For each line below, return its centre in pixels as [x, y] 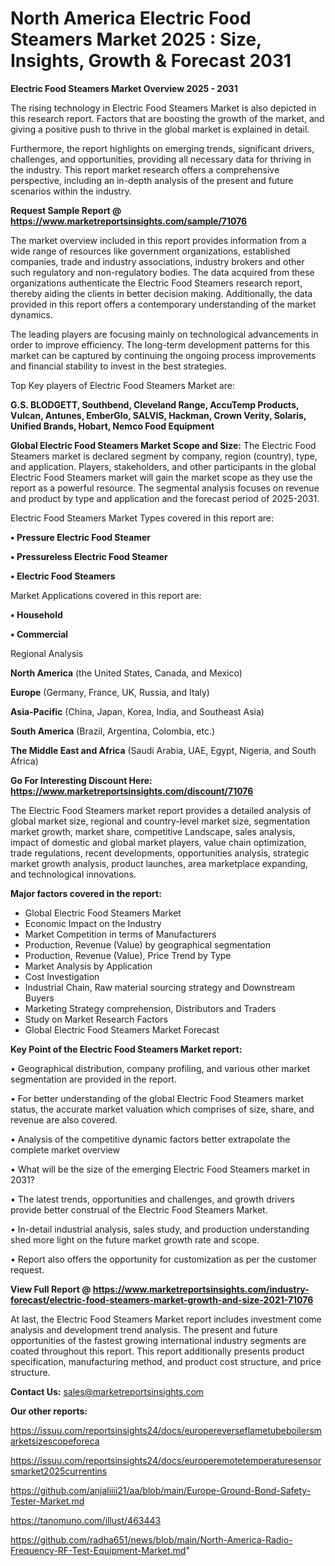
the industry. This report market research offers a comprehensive [145, 169]
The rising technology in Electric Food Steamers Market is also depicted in [163, 108]
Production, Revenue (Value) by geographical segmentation [148, 944]
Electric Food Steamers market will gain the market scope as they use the [161, 477]
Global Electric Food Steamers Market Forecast [122, 1029]
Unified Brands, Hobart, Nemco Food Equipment [112, 426]
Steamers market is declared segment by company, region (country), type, [164, 456]
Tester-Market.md [47, 1501]
